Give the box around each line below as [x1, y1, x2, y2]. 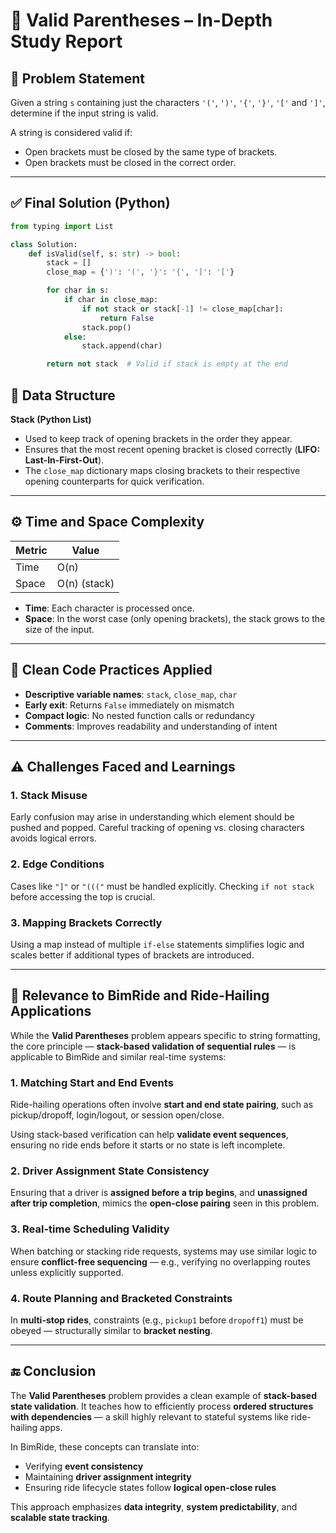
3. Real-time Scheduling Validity [10, 1222, 170, 1236]
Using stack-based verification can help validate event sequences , [10, 1129, 289, 1141]
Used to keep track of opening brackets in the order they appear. [24, 433, 293, 444]
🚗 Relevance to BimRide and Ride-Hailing [10, 987, 270, 1004]
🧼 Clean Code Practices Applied [10, 662, 213, 679]
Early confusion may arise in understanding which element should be [10, 811, 295, 823]
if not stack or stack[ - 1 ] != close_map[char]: [81, 304, 284, 314]
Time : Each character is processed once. [24, 602, 195, 614]
